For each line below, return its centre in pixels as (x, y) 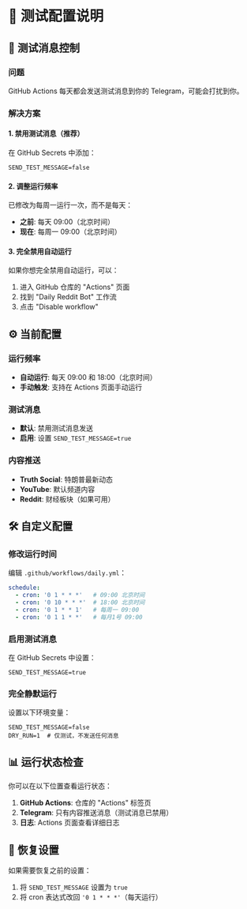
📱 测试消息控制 (44, 48)
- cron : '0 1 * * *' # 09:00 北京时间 (80, 595)
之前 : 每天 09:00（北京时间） (67, 222)
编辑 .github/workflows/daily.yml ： (67, 573)
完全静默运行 (33, 693)
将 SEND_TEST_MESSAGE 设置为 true (73, 887)
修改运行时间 (33, 554)
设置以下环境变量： (39, 712)
